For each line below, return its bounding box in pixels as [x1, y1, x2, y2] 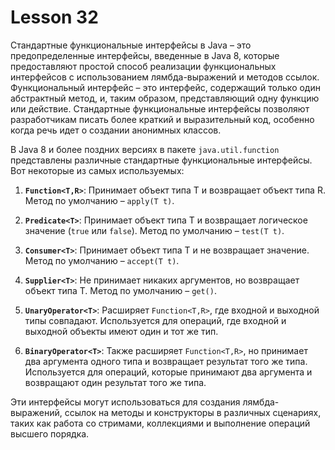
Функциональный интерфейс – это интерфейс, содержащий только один [10, 81, 321, 93]
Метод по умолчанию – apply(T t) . [24, 194, 175, 206]
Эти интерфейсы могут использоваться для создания [10, 396, 241, 408]
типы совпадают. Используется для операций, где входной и [24, 314, 287, 326]
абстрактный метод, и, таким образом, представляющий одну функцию [10, 92, 320, 104]
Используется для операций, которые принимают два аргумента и [24, 366, 313, 378]
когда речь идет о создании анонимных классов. [10, 124, 222, 136]
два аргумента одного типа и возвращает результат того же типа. [24, 355, 308, 367]
